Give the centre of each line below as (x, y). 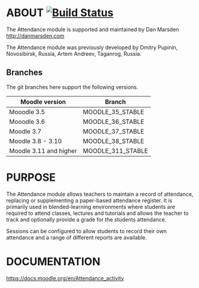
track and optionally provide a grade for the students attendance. (86, 219)
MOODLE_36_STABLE (114, 122)
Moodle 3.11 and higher (43, 151)
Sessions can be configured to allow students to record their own (87, 231)
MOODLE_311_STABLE (115, 151)
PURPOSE (31, 177)
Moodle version (43, 102)
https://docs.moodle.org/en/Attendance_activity (65, 278)
